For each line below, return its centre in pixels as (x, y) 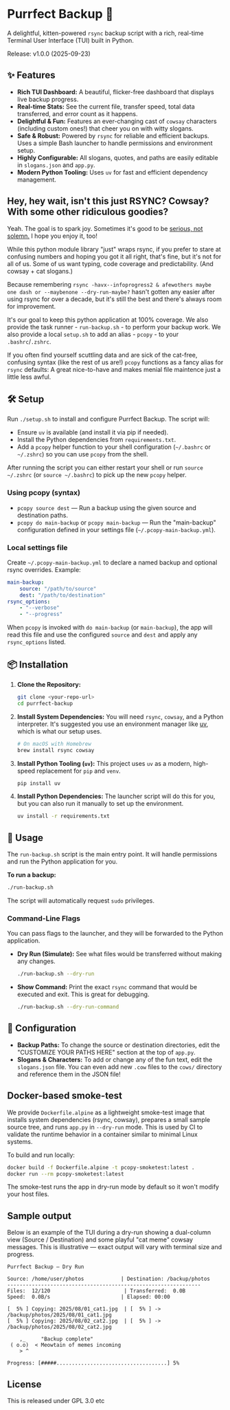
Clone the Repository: (49, 685)
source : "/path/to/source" (58, 588)
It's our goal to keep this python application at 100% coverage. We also (108, 320)
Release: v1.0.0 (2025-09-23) (49, 54)
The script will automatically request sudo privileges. (81, 901)
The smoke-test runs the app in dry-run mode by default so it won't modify (113, 1187)
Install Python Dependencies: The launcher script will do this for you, (116, 796)
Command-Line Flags (44, 918)
